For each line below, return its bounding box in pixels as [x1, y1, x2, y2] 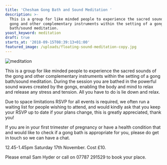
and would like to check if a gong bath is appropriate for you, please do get [5, 129, 159, 135]
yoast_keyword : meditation [5, 30, 61, 35]
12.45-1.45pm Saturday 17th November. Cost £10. [5, 144, 106, 150]
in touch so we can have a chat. [5, 135, 71, 141]
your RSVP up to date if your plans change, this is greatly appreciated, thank [5, 109, 162, 115]
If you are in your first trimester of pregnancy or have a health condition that [5, 124, 161, 130]
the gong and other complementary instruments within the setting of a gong [5, 73, 161, 79]
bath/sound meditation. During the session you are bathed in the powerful [5, 78, 157, 84]
